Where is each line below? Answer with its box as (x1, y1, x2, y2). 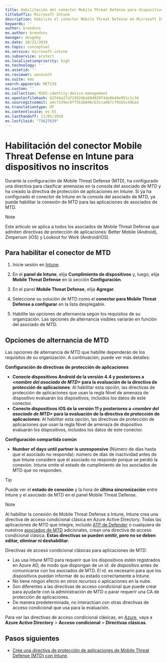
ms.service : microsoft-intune (5, 49, 68, 54)
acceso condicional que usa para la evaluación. (12, 605, 110, 611)
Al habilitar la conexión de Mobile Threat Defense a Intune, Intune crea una (5, 511, 158, 517)
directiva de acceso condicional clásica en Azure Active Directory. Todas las (5, 516, 162, 522)
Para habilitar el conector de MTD (5, 248, 111, 257)
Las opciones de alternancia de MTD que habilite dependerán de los (5, 349, 145, 355)
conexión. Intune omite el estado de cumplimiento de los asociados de (12, 462, 157, 468)
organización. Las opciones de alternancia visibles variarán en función (12, 316, 157, 322)
